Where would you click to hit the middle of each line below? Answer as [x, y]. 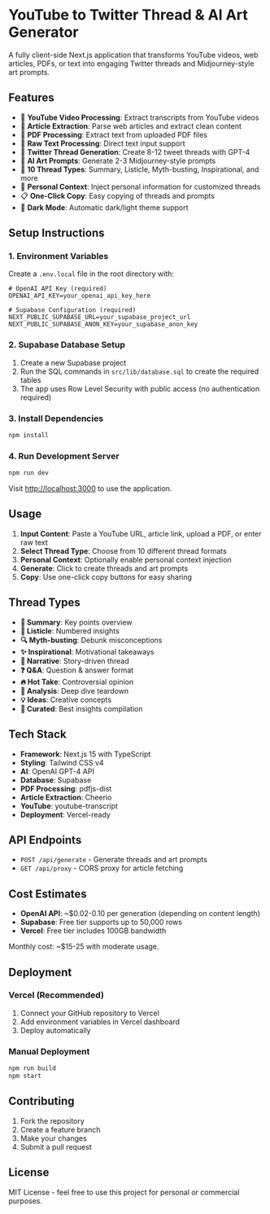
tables [30, 379]
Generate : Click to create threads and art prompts [104, 568]
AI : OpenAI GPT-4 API [57, 771]
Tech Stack [37, 734]
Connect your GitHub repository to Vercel [90, 1013]
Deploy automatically [55, 1030]
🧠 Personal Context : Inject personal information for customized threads [140, 186]
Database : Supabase [56, 780]
